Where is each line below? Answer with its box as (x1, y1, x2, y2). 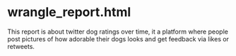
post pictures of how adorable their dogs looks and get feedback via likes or (7, 34, 230, 43)
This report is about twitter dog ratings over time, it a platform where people (7, 27, 228, 36)
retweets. (7, 42, 35, 50)
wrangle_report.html (7, 4, 131, 20)
